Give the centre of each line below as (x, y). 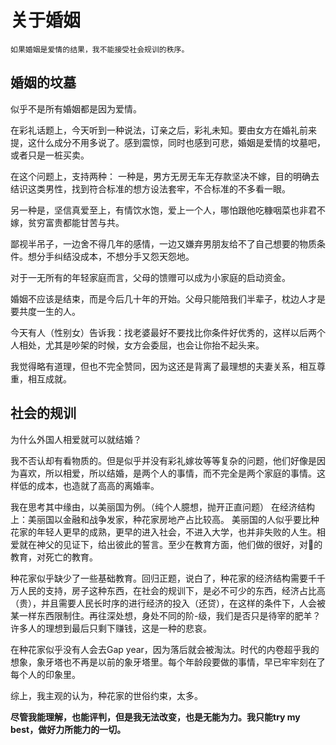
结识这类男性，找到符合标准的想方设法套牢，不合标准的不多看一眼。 (150, 188)
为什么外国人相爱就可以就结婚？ (76, 439)
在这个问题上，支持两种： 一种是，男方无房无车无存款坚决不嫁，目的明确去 (165, 176)
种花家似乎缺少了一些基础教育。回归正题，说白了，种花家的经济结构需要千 (163, 578)
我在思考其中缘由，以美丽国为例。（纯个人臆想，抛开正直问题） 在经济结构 (162, 507)
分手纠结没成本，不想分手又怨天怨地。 (115, 256)
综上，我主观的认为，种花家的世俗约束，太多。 (106, 695)
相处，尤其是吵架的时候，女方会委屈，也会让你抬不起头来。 (141, 345)
